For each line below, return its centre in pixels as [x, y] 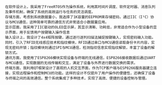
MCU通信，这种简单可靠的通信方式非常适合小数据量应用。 [60, 22]
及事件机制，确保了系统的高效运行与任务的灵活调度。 [50, 12]
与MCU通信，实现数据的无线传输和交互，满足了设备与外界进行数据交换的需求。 [71, 63]
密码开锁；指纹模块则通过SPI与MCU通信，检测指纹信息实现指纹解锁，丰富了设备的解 [83, 48]
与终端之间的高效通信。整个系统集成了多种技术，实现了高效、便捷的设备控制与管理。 [77, 78]
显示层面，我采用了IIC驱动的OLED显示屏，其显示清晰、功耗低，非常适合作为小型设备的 [79, 27]
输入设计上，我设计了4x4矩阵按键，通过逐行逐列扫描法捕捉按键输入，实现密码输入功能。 [80, 37]
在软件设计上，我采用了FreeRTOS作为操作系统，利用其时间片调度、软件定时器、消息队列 [80, 7]
